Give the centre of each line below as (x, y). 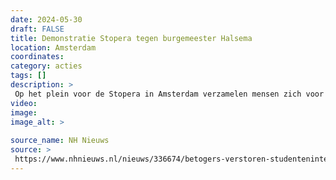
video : (24, 103)
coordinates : (37, 57)
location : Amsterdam (53, 47)
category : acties (46, 66)
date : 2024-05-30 (46, 19)
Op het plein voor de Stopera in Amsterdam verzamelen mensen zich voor (169, 94)
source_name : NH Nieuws (60, 141)
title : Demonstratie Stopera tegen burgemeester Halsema (131, 38)
